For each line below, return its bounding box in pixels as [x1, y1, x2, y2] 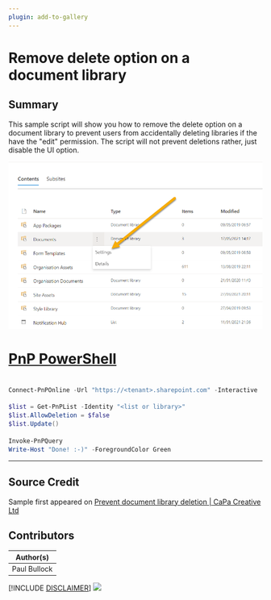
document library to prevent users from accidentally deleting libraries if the [8, 127, 258, 137]
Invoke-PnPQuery [8, 436, 63, 445]
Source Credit [8, 476, 80, 490]
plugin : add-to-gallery [8, 13, 89, 21]
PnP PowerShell [8, 350, 117, 369]
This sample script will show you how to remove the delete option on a [8, 119, 243, 129]
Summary [8, 98, 59, 112]
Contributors [8, 528, 75, 542]
